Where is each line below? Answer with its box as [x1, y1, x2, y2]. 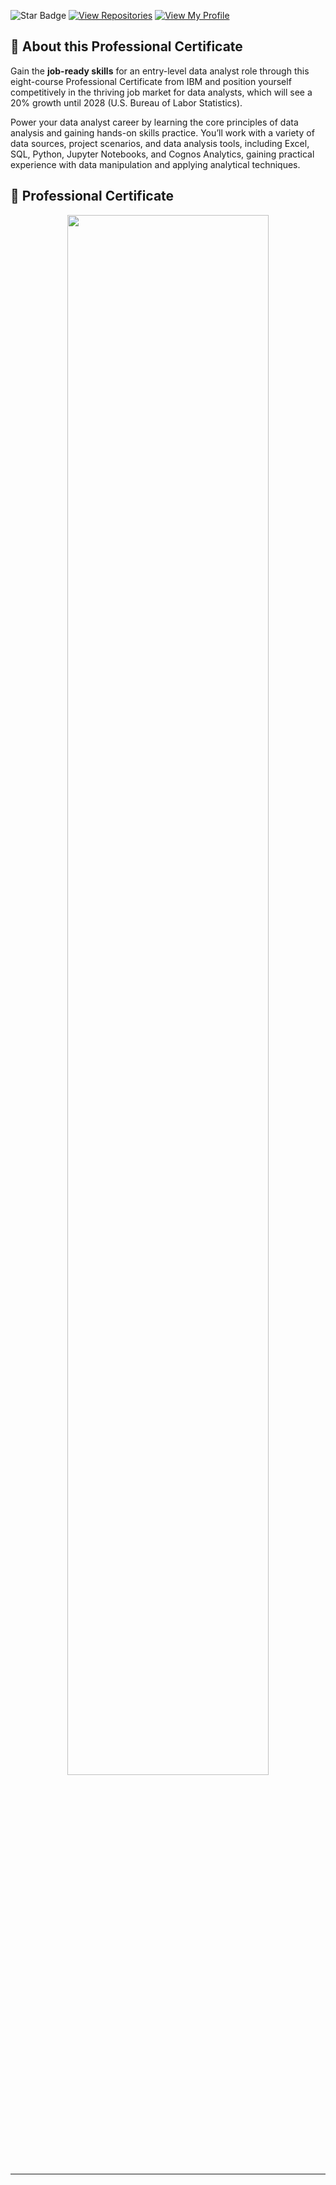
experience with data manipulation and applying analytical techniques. [10, 158, 301, 170]
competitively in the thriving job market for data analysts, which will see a [10, 86, 313, 98]
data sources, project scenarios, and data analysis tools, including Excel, [10, 137, 310, 149]
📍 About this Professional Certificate [10, 38, 243, 55]
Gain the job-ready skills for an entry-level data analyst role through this [10, 65, 310, 77]
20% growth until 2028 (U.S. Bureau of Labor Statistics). [10, 96, 243, 109]
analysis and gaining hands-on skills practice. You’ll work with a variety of [10, 126, 315, 139]
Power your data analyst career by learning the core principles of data [10, 116, 299, 128]
